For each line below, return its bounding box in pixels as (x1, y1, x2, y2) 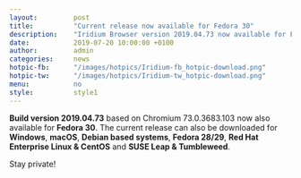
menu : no (9, 80, 82, 89)
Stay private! (9, 158, 56, 169)
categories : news (9, 55, 90, 64)
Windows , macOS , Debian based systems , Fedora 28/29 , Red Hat (9, 131, 259, 142)
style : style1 (9, 88, 99, 97)
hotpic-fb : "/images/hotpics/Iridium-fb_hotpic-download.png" (9, 64, 267, 72)
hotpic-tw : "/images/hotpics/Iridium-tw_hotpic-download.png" (9, 72, 267, 81)
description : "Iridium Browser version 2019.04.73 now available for (9, 30, 287, 38)
